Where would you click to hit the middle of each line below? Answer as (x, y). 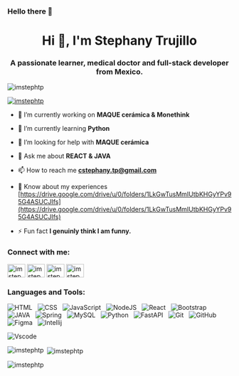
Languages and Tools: (46, 292)
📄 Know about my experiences (63, 187)
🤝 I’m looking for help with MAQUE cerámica (83, 142)
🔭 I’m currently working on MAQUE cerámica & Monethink (103, 115)
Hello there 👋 (30, 11)
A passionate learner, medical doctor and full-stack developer (119, 63)
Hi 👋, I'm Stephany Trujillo (119, 41)
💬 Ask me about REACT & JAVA (64, 156)
